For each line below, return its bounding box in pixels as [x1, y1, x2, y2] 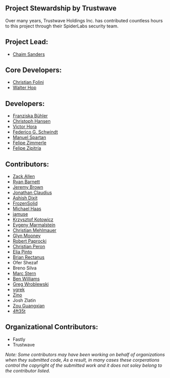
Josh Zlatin [12, 297, 37, 303]
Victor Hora [12, 124, 37, 130]
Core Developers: [5, 66, 62, 75]
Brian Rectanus [12, 254, 45, 260]
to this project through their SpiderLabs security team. [5, 23, 119, 29]
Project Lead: [5, 38, 48, 46]
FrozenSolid [12, 200, 38, 207]
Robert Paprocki [12, 238, 47, 244]
